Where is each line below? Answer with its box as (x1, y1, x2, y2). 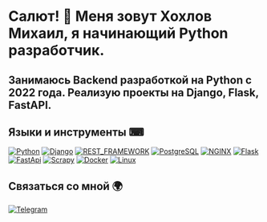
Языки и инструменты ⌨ (8, 125, 144, 139)
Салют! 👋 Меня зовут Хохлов (8, 7, 212, 26)
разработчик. (8, 42, 105, 59)
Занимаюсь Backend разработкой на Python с (8, 73, 253, 87)
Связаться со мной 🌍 (8, 180, 123, 193)
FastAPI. (8, 98, 52, 111)
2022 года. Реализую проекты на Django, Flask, (8, 86, 259, 99)
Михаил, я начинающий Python (8, 24, 229, 42)
